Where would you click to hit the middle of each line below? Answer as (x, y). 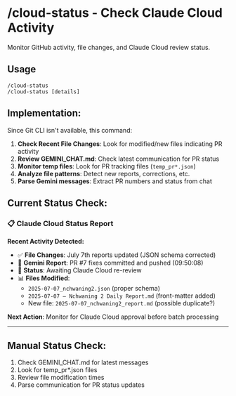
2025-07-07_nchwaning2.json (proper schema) (94, 289)
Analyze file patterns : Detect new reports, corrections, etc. (104, 173)
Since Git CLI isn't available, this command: (70, 130)
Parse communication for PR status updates (81, 385)
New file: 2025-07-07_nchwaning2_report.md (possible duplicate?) (122, 303)
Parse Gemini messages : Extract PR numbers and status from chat (115, 181)
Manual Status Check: (57, 345)
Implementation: (44, 113)
